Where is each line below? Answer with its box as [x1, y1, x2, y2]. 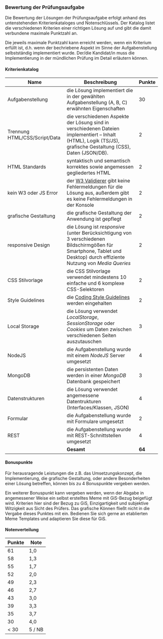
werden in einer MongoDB [66, 372, 126, 378]
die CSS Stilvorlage [66, 267, 111, 274]
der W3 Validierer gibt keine [66, 177, 130, 184]
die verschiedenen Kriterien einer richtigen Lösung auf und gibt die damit [5, 25, 151, 31]
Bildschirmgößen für [66, 242, 114, 248]
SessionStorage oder [66, 320, 115, 327]
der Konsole [66, 201, 95, 208]
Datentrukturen [66, 398, 101, 405]
